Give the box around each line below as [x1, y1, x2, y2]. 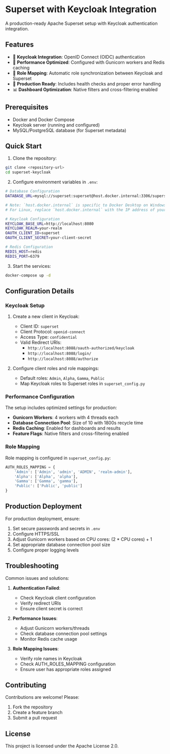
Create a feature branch [12, 709, 63, 716]
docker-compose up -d [5, 272, 51, 278]
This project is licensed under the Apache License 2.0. [5, 743, 119, 749]
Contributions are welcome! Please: [5, 694, 79, 700]
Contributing [5, 681, 47, 690]
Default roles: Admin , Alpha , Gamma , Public [20, 375, 105, 381]
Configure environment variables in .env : [12, 179, 98, 185]
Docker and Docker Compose [12, 116, 75, 123]
